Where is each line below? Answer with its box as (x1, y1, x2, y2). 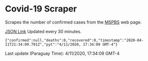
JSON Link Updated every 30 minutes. (5, 28, 82, 34)
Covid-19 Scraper (5, 3, 77, 14)
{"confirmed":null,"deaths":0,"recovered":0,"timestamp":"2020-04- (5, 37, 144, 43)
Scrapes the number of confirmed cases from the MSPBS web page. (5, 19, 142, 25)
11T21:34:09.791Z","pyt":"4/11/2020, (5, 42, 81, 47)
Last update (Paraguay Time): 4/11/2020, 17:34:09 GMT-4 (5, 50, 120, 56)
